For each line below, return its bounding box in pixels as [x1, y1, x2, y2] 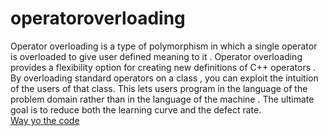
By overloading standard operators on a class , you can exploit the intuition [10, 72, 319, 84]
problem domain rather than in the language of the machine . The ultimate [10, 93, 315, 105]
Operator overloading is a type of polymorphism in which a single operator [10, 40, 318, 52]
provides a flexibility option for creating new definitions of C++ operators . [10, 61, 317, 73]
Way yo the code [10, 114, 80, 126]
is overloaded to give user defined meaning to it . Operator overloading [10, 50, 303, 62]
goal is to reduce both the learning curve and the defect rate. [10, 103, 262, 116]
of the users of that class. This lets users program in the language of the [10, 82, 308, 94]
